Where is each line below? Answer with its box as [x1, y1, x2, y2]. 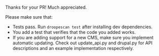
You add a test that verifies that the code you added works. [12, 29, 136, 35]
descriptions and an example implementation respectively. [12, 45, 134, 51]
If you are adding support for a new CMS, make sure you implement [12, 35, 154, 40]
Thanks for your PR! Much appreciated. [5, 5, 87, 10]
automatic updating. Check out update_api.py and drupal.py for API [12, 40, 153, 46]
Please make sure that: [5, 14, 53, 20]
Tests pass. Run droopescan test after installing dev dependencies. [12, 24, 153, 30]
